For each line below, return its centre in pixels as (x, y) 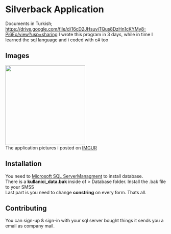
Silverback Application (55, 9)
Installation (23, 164)
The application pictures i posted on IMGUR (51, 148)
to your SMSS (20, 187)
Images (17, 56)
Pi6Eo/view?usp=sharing (31, 34)
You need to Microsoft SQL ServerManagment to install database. (74, 176)
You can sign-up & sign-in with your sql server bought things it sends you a (84, 221)
